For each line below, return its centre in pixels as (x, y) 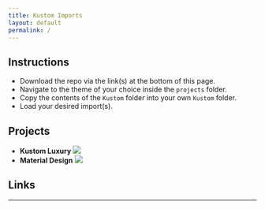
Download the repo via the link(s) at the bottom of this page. (117, 81)
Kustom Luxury (45, 151)
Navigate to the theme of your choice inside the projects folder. (123, 90)
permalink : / (30, 30)
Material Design (46, 160)
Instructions (39, 62)
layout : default (35, 23)
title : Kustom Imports (45, 15)
